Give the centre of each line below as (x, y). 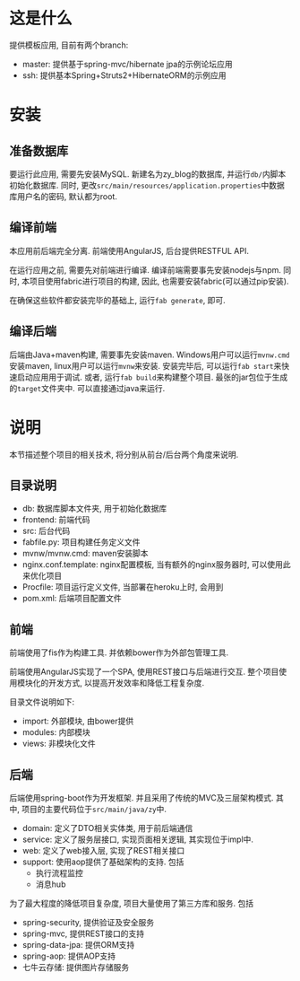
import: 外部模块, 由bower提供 (78, 721)
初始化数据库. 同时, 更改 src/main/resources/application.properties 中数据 (147, 185)
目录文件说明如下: (42, 702)
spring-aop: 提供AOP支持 (69, 956)
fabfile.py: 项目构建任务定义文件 (81, 542)
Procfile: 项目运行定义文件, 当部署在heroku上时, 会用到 (123, 587)
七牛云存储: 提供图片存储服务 (76, 967)
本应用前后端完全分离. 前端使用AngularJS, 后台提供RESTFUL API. (129, 250)
